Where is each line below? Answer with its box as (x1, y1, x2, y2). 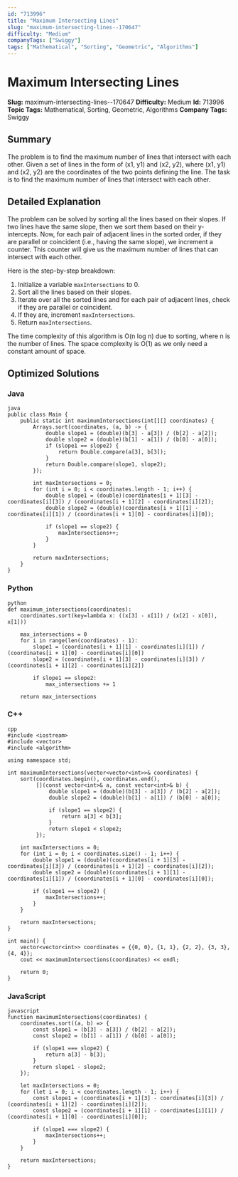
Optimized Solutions (7, 367, 99, 380)
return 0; (20, 968, 50, 975)
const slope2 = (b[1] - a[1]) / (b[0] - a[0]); (33, 1032, 176, 1040)
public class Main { (7, 411, 69, 419)
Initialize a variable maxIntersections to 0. (17, 280, 140, 288)
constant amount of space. (7, 347, 87, 355)
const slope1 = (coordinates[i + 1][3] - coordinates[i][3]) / (33, 1094, 224, 1102)
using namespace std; (7, 756, 72, 764)
